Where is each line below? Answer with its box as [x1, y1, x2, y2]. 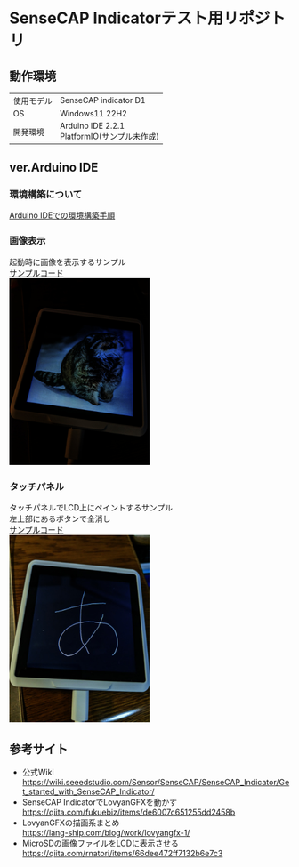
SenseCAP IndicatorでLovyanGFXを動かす [21, 797, 178, 807]
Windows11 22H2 [60, 108, 127, 118]
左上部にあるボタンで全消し [9, 513, 111, 525]
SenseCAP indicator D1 [60, 95, 146, 106]
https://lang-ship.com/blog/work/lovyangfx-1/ [21, 828, 190, 839]
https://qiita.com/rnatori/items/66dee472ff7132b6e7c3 [21, 848, 223, 859]
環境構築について [9, 189, 83, 201]
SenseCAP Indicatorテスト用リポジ [9, 8, 271, 28]
